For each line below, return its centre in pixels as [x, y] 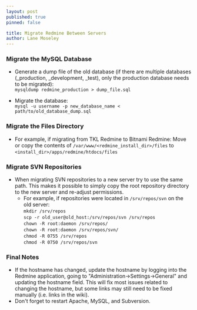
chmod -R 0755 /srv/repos [55, 236]
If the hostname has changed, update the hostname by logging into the [101, 270]
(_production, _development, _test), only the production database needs [102, 78]
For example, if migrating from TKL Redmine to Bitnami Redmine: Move [100, 139]
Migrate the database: [41, 101]
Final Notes [23, 257]
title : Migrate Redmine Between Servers [56, 33]
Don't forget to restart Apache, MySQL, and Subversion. [83, 301]
